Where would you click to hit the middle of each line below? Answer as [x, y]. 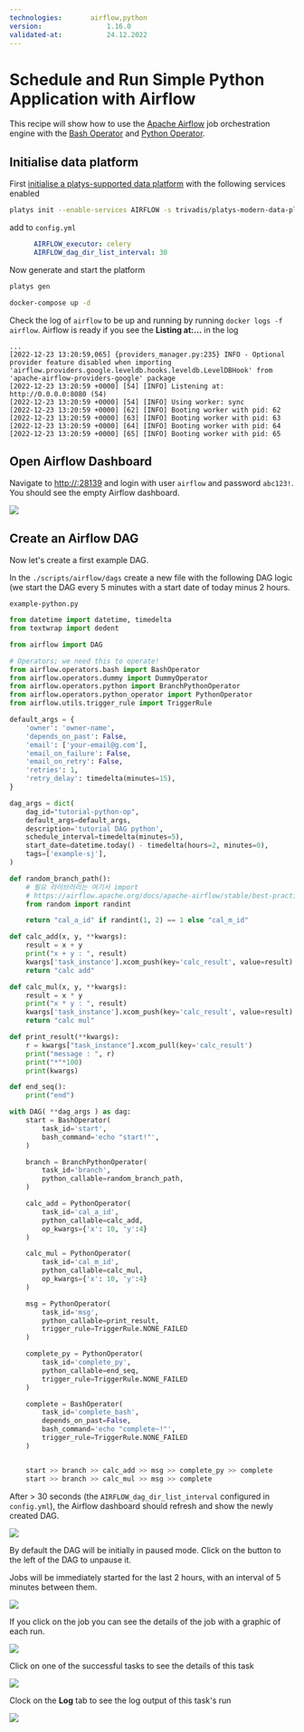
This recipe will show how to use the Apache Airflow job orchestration [140, 124]
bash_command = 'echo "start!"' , [101, 1137]
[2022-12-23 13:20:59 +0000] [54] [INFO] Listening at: [117, 386]
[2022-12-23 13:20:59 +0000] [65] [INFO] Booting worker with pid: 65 [145, 433]
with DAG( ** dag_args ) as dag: [70, 1112]
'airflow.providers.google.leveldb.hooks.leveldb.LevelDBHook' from [141, 370]
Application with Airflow [103, 98]
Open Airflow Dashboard [81, 461]
